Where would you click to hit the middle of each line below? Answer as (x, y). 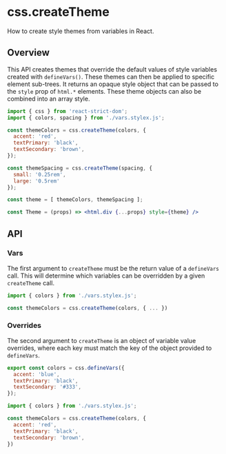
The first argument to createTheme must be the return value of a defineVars (113, 268)
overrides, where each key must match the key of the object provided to (110, 348)
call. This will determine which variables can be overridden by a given (106, 276)
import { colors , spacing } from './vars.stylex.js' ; (86, 118)
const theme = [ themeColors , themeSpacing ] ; (75, 200)
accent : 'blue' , (37, 374)
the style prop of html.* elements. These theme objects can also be (104, 91)
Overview (29, 53)
